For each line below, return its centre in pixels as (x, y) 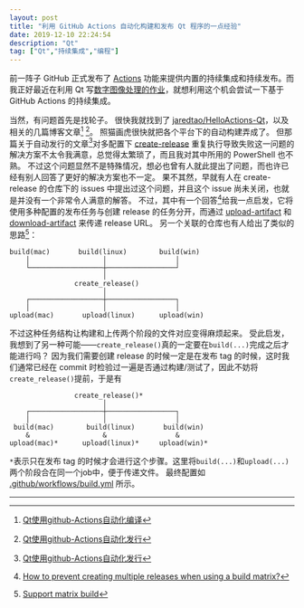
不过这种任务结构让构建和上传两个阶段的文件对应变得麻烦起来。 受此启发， (149, 333)
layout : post (34, 18)
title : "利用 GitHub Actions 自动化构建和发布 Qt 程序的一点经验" (125, 26)
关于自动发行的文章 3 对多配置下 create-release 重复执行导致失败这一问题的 (156, 143)
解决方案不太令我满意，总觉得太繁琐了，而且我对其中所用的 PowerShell (142, 155)
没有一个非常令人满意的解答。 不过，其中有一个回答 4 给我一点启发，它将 (159, 200)
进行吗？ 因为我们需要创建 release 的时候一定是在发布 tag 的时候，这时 (149, 356)
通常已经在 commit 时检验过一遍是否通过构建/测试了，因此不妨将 (138, 366)
